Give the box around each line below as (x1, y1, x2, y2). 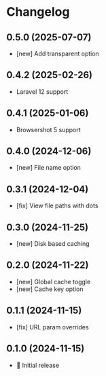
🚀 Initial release (16, 361, 59, 369)
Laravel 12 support (16, 87, 69, 96)
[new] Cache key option (16, 285, 84, 293)
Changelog (6, 4, 70, 20)
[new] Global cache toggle (16, 277, 91, 286)
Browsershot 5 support (16, 125, 81, 134)
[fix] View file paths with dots (16, 201, 99, 210)
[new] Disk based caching (16, 240, 90, 248)
